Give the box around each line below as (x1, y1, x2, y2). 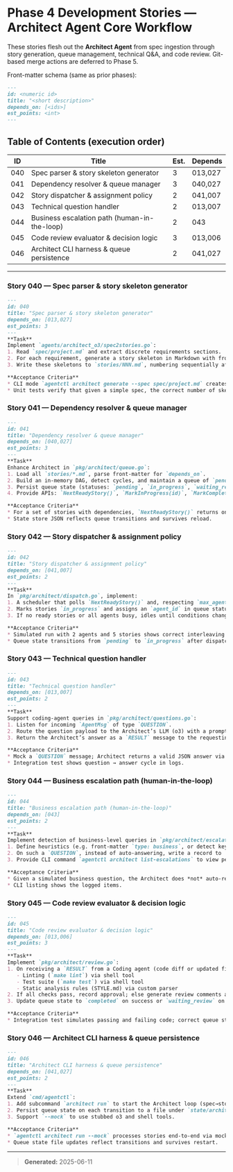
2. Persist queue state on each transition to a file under (7, 1107, 185, 1114)
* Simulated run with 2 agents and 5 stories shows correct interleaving (7, 631, 225, 638)
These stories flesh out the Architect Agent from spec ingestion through (7, 42, 215, 51)
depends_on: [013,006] (7, 933, 73, 940)
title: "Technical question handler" (7, 682, 116, 690)
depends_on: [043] (7, 810, 60, 818)
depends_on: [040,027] (7, 439, 73, 445)
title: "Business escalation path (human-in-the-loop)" (7, 805, 172, 812)
